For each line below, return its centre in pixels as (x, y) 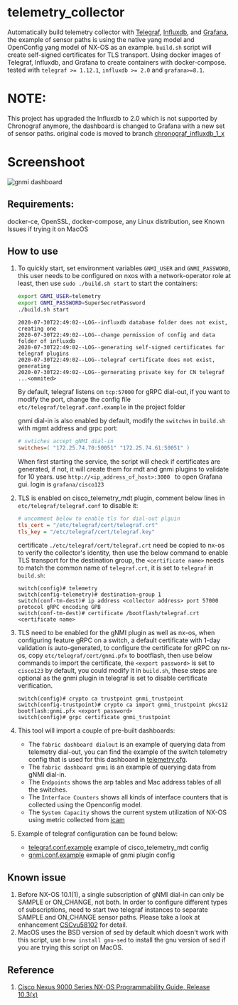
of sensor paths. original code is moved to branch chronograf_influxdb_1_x (116, 133)
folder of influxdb (47, 341)
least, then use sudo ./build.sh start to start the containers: (107, 283)
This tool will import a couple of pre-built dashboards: (96, 730)
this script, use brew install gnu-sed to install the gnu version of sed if (121, 940)
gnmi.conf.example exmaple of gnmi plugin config (102, 855)
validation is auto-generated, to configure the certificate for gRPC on (118, 648)
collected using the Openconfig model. (85, 805)
